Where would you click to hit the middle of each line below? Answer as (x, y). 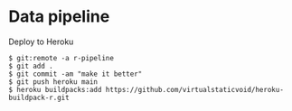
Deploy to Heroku (41, 42)
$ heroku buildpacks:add (55, 89)
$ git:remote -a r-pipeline (61, 58)
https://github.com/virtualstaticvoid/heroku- (194, 89)
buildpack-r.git (39, 97)
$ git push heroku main (53, 82)
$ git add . (31, 66)
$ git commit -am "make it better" (75, 74)
